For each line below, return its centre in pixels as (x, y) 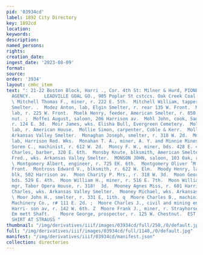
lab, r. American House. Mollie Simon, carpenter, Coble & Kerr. (97, 130)
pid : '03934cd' (25, 12)
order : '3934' (24, 79)
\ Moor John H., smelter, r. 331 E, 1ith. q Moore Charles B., (94, 197)
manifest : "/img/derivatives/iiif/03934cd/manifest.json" (81, 236)
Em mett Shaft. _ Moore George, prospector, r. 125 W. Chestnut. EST (104, 214)
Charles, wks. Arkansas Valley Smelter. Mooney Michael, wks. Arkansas (105, 192)
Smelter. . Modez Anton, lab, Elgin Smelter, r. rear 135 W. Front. (101, 107)
